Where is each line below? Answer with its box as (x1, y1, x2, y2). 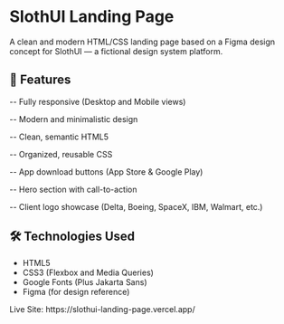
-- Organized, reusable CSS (9, 148, 113, 159)
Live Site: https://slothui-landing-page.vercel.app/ (9, 303, 196, 314)
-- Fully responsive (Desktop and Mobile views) (9, 96, 186, 107)
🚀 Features (9, 72, 71, 88)
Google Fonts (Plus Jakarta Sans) (22, 276, 147, 287)
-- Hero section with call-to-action (9, 184, 137, 195)
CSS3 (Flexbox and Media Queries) (22, 267, 154, 278)
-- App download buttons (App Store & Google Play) (9, 166, 204, 177)
